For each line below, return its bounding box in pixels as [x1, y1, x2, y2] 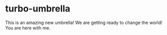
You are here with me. [5, 24, 51, 30]
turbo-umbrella [5, 3, 70, 14]
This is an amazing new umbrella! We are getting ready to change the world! [5, 19, 163, 25]
